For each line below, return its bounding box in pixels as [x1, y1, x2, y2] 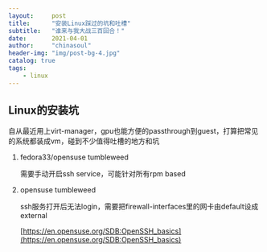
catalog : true [8, 57, 56, 65]
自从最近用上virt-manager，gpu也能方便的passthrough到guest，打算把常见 [8, 126, 259, 136]
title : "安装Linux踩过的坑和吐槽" [8, 19, 131, 27]
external [19, 211, 48, 221]
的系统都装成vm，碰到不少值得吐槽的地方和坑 [8, 136, 160, 146]
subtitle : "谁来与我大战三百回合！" [8, 27, 125, 35]
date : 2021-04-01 [8, 34, 88, 43]
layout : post [8, 11, 67, 20]
